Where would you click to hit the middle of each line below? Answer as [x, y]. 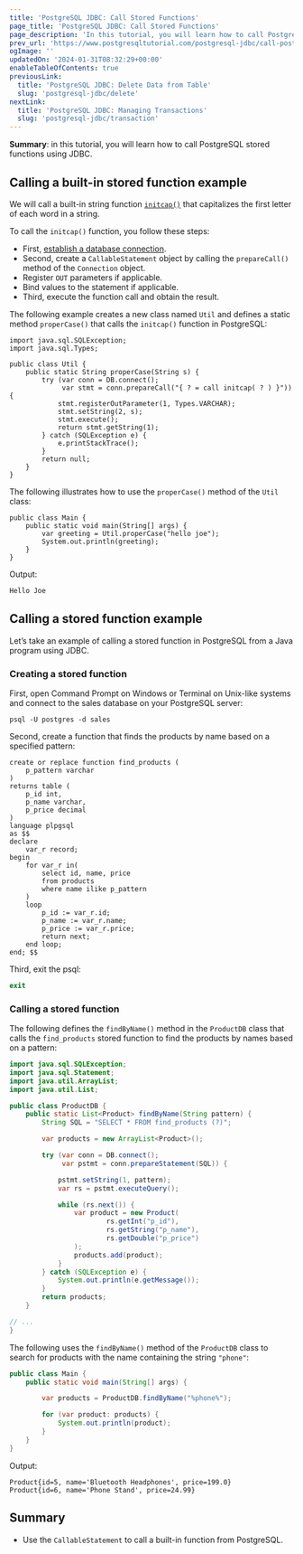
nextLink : [28, 102]
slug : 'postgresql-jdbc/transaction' [88, 118]
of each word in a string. [55, 213]
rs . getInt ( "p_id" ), [142, 1221]
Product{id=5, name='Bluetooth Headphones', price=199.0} [120, 1482]
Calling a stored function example [106, 619]
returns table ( [40, 786]
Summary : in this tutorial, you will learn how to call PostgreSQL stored [140, 145]
